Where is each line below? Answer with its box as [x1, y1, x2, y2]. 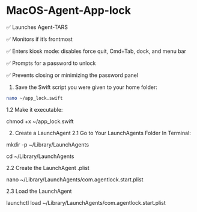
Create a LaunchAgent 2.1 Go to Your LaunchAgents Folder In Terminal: [14, 129, 191, 136]
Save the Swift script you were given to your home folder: [14, 83, 157, 91]
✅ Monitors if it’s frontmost [6, 35, 73, 43]
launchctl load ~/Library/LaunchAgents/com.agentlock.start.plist [6, 199, 166, 206]
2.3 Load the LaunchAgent [6, 187, 72, 195]
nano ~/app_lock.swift [6, 95, 63, 101]
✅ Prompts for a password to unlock [6, 59, 96, 67]
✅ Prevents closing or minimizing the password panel [6, 71, 139, 79]
